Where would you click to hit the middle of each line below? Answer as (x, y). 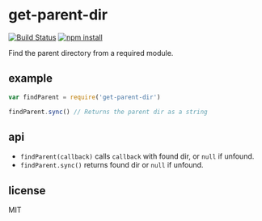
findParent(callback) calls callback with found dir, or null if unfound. (137, 156)
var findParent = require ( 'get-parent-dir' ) (85, 97)
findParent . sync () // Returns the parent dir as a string (108, 112)
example (31, 79)
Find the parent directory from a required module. (91, 53)
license (27, 191)
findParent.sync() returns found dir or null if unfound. (112, 165)
